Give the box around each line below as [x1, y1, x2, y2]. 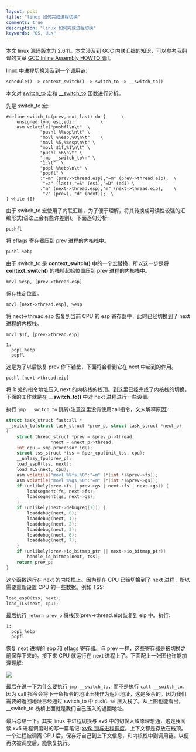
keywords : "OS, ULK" [6, 31, 57, 36]
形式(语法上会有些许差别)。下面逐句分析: [11, 215, 109, 222]
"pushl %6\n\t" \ [40, 150, 82, 156]
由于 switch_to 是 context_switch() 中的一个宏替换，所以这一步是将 [6, 260, 169, 267]
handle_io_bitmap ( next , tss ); [27, 554, 101, 560]
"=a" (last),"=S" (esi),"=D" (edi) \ [43, 181, 135, 187]
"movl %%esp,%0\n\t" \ [40, 134, 104, 141]
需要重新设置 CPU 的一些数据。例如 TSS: [6, 583, 105, 590]
